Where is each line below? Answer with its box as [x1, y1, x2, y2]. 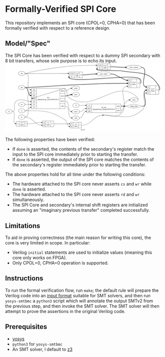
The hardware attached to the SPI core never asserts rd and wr [12, 192, 140, 198]
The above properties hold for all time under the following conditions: [5, 171, 146, 177]
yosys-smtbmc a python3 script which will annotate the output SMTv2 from [5, 298, 154, 304]
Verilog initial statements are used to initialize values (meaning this [12, 249, 152, 255]
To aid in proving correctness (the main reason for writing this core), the [5, 235, 151, 240]
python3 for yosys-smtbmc [12, 341, 63, 347]
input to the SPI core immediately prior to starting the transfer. [12, 152, 138, 158]
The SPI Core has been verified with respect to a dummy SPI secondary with [5, 52, 161, 58]
